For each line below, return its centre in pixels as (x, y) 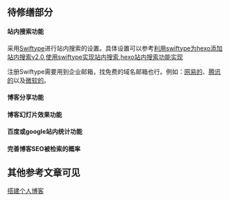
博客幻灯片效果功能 (35, 114)
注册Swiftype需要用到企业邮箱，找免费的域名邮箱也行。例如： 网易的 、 (108, 71)
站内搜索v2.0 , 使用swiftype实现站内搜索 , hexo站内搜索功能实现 (95, 57)
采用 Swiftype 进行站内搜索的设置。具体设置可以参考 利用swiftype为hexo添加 (115, 48)
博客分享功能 (25, 97)
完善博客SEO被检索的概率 (44, 148)
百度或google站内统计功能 (45, 132)
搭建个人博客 (25, 191)
